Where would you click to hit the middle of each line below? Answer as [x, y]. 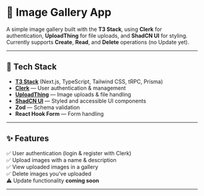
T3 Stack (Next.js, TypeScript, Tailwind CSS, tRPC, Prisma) [89, 81]
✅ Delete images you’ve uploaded [49, 174]
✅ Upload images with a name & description [61, 160]
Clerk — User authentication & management [70, 88]
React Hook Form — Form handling [59, 113]
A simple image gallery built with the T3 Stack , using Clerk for [84, 29]
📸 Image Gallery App [59, 12]
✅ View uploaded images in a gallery [52, 167]
